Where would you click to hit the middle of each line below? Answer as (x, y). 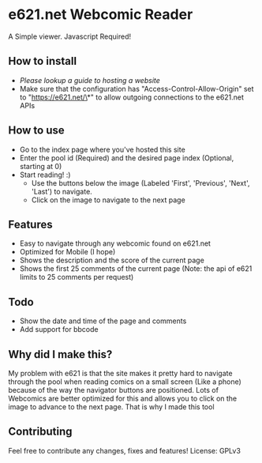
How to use (36, 131)
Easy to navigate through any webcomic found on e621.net (115, 243)
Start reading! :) (45, 175)
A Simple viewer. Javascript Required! (70, 36)
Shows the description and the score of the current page (112, 260)
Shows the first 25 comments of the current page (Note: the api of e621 (136, 269)
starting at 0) (41, 166)
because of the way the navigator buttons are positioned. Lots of (114, 390)
